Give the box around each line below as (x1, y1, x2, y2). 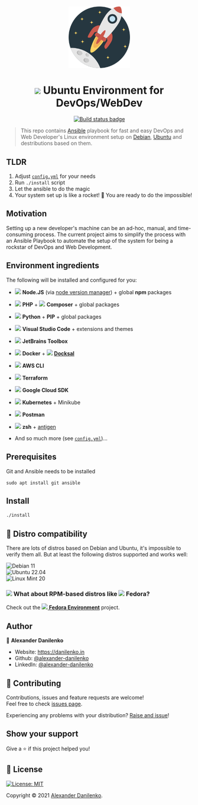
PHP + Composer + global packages (22, 301, 120, 308)
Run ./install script (14, 179, 66, 186)
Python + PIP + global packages (22, 313, 102, 320)
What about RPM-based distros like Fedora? (13, 590, 150, 598)
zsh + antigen (22, 423, 56, 430)
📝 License (6, 765, 43, 775)
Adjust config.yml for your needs (14, 173, 96, 180)
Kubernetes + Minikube (22, 399, 81, 406)
